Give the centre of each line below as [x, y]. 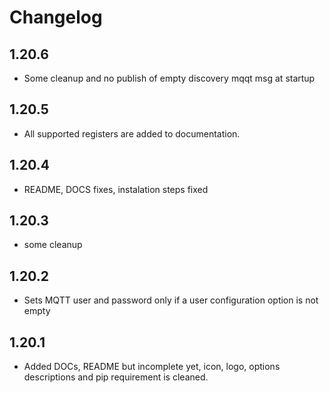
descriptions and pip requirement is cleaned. [116, 377]
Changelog [56, 17]
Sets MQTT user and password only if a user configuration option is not [171, 300]
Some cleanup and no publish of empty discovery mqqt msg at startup [169, 78]
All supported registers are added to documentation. [132, 133]
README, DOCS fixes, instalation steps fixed [116, 189]
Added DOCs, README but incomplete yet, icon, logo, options [152, 367]
